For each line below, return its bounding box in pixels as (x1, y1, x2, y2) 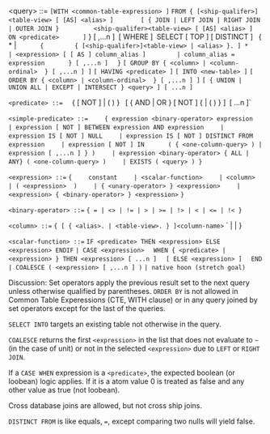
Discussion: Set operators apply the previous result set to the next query (8, 278, 251, 287)
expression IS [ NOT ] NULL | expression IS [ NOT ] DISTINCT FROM (8, 132, 253, 140)
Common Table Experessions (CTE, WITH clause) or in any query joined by (8, 295, 259, 304)
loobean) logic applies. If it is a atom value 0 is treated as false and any (8, 377, 245, 386)
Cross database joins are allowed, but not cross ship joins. (8, 401, 202, 411)
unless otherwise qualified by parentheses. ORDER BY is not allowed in (8, 287, 238, 296)
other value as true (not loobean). (8, 385, 120, 394)
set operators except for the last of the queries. (8, 304, 166, 313)
